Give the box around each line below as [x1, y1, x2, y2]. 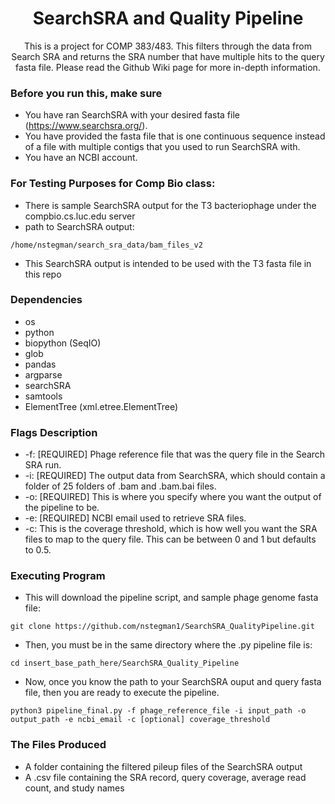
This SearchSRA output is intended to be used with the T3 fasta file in [24, 257, 312, 269]
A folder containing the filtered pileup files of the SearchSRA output [24, 760, 303, 772]
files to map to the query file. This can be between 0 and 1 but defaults [24, 533, 317, 546]
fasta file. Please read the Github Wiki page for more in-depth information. [15, 61, 321, 73]
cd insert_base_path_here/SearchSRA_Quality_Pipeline [10, 658, 240, 669]
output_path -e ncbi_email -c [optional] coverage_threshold [10, 715, 271, 725]
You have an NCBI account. [24, 152, 138, 164]
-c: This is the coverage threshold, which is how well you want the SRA [24, 523, 318, 535]
